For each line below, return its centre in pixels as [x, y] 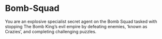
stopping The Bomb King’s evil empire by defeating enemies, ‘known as [76, 26]
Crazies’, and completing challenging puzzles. [51, 31]
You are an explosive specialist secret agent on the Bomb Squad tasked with [81, 21]
